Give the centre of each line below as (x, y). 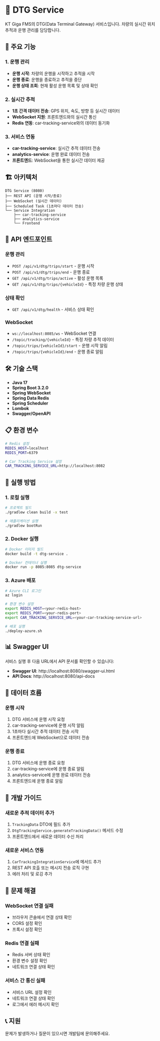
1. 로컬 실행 (17, 497)
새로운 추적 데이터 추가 (30, 813)
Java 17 (20, 383)
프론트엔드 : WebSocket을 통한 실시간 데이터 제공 (58, 160)
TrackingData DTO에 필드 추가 (41, 824)
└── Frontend (27, 223)
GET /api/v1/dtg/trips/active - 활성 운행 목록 (57, 278)
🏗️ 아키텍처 (21, 177)
